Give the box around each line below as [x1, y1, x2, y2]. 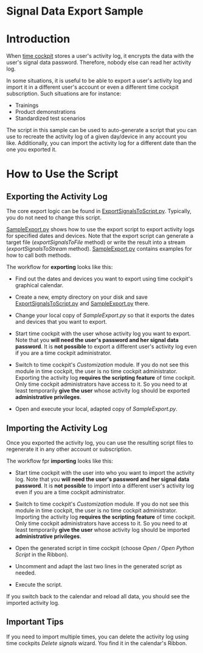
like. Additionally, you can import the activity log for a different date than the [6, 139, 196, 147]
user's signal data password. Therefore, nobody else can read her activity [6, 59, 191, 66]
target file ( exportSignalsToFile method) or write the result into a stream [6, 239, 185, 246]
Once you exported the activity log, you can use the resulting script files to [6, 439, 193, 446]
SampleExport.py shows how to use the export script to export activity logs [6, 226, 194, 233]
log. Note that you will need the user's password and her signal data [15, 475, 190, 483]
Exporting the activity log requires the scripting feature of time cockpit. [15, 374, 196, 382]
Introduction [6, 32, 71, 46]
